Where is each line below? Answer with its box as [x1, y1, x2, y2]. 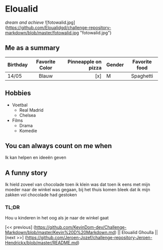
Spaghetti [130, 72, 153, 79]
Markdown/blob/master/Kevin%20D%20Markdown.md [5, 230, 115, 235]
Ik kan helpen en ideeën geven [5, 154, 66, 161]
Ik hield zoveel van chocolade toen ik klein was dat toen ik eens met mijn [5, 182, 150, 187]
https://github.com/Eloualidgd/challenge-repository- [6, 24, 112, 30]
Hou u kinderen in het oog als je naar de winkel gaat [5, 215, 109, 221]
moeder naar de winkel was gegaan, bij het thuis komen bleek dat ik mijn [5, 187, 150, 193]
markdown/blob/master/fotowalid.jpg [5, 30, 79, 35]
